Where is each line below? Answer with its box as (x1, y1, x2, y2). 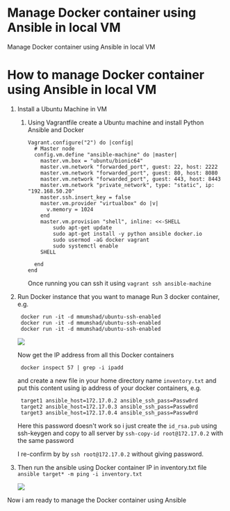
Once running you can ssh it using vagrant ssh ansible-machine (27, 279, 212, 287)
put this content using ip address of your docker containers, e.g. (17, 384, 202, 392)
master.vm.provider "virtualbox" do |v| (40, 200, 159, 206)
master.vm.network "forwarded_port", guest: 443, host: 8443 (40, 175, 221, 182)
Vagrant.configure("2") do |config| (27, 139, 134, 146)
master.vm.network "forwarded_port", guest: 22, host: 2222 (40, 163, 218, 170)
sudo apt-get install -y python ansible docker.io (52, 230, 203, 237)
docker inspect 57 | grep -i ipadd (20, 364, 124, 371)
